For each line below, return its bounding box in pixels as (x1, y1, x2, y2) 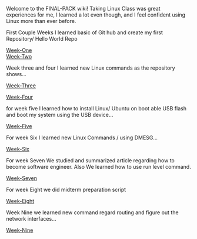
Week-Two (6, 53, 32, 60)
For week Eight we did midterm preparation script (6, 186, 126, 193)
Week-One (6, 47, 32, 54)
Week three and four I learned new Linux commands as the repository (6, 64, 175, 71)
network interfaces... (6, 215, 57, 222)
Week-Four (6, 94, 34, 100)
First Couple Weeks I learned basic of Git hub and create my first (6, 29, 163, 36)
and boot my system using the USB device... (6, 112, 113, 118)
